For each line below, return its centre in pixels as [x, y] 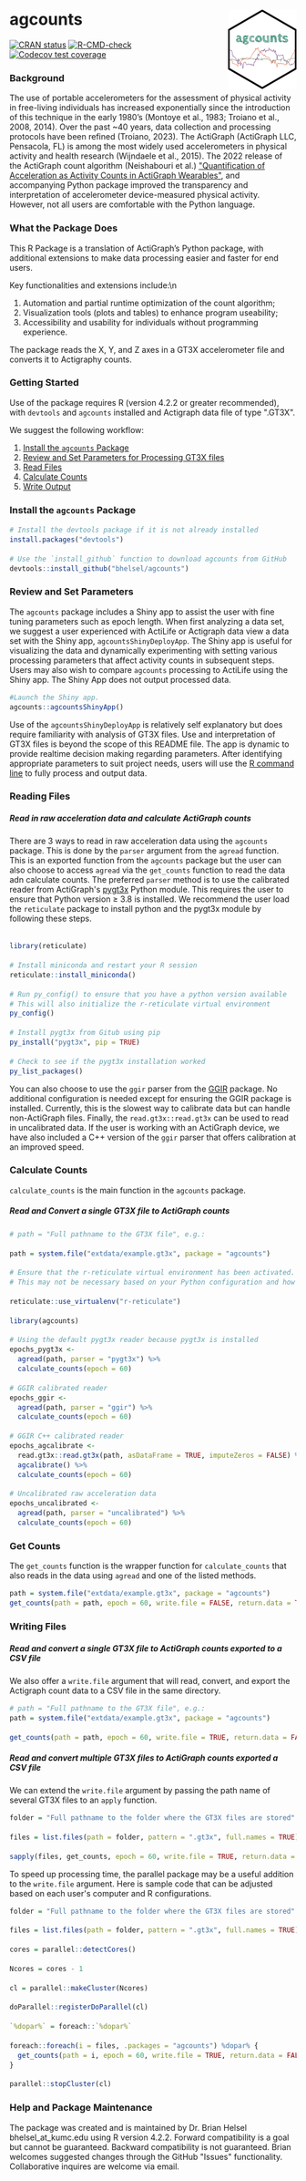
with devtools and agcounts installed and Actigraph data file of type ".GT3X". [153, 412]
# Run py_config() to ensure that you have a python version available [148, 994]
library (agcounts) [44, 1321]
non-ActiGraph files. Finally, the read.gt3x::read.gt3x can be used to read [149, 1118]
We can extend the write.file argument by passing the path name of [140, 1791]
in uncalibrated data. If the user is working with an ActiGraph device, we [145, 1127]
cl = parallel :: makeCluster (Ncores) [79, 1988]
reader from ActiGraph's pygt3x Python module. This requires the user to [147, 890]
